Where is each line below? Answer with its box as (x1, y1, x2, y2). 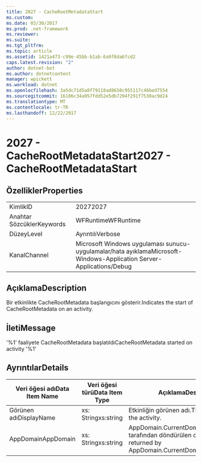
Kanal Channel (9, 251, 49, 260)
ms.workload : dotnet (6, 82, 58, 88)
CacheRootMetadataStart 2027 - (6, 149, 171, 162)
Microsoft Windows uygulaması (75, 240, 165, 248)
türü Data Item (82, 388, 123, 396)
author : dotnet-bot (6, 65, 55, 71)
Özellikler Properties (6, 185, 83, 196)
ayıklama (126, 247, 151, 255)
